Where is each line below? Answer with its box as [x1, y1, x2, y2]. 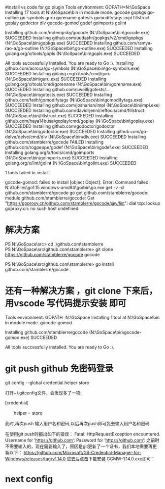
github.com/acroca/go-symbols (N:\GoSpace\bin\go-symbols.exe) [5, 65, 140, 71]
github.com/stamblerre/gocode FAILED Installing [5, 139, 104, 145]
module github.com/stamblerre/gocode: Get [5, 195, 95, 201]
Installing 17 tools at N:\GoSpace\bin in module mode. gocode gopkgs [5, 9, 146, 15]
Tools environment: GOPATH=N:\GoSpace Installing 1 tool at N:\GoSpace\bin [5, 314, 160, 320]
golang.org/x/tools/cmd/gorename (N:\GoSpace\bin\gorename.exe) [5, 81, 142, 87]
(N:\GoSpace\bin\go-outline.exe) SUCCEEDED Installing [39, 46, 153, 51]
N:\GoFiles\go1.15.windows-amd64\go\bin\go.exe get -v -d [5, 185, 124, 190]
